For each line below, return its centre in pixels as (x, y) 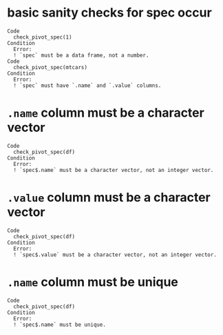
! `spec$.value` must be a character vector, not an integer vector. (115, 255)
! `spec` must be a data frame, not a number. (81, 55)
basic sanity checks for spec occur (109, 13)
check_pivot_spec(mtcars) (51, 67)
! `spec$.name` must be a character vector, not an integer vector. (114, 170)
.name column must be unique (93, 282)
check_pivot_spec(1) (43, 37)
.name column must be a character (106, 113)
